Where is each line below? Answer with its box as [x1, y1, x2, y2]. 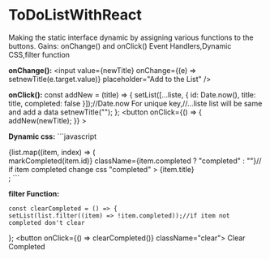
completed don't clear [8, 218, 85, 227]
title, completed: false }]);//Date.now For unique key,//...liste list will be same [8, 98, 263, 108]
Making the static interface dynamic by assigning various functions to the [8, 32, 254, 42]
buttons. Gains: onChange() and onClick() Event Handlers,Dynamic [8, 41, 232, 50]
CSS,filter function [8, 50, 71, 59]
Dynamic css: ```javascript [8, 132, 97, 141]
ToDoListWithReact [8, 6, 142, 24]
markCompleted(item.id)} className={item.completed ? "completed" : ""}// [8, 156, 262, 166]
